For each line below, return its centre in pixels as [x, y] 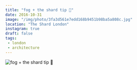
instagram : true [22, 29]
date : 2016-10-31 [24, 15]
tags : [11, 39]
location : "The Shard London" [37, 24]
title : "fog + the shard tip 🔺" [39, 10]
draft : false [19, 33]
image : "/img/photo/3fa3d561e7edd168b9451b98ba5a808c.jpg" [69, 19]
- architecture [23, 48]
